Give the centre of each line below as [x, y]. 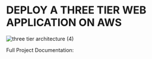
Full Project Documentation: [40, 50]
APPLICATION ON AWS [64, 22]
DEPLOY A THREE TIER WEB [76, 10]
